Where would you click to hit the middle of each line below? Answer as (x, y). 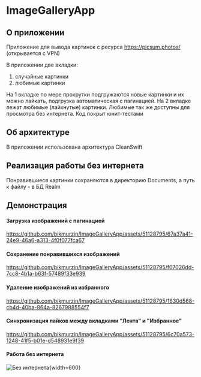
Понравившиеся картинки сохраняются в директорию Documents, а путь (100, 180)
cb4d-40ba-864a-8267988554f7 (48, 307)
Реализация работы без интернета (75, 166)
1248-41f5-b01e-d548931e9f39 (45, 340)
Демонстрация (37, 205)
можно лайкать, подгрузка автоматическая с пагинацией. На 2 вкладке (99, 101)
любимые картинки (40, 83)
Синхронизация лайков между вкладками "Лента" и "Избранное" (94, 321)
